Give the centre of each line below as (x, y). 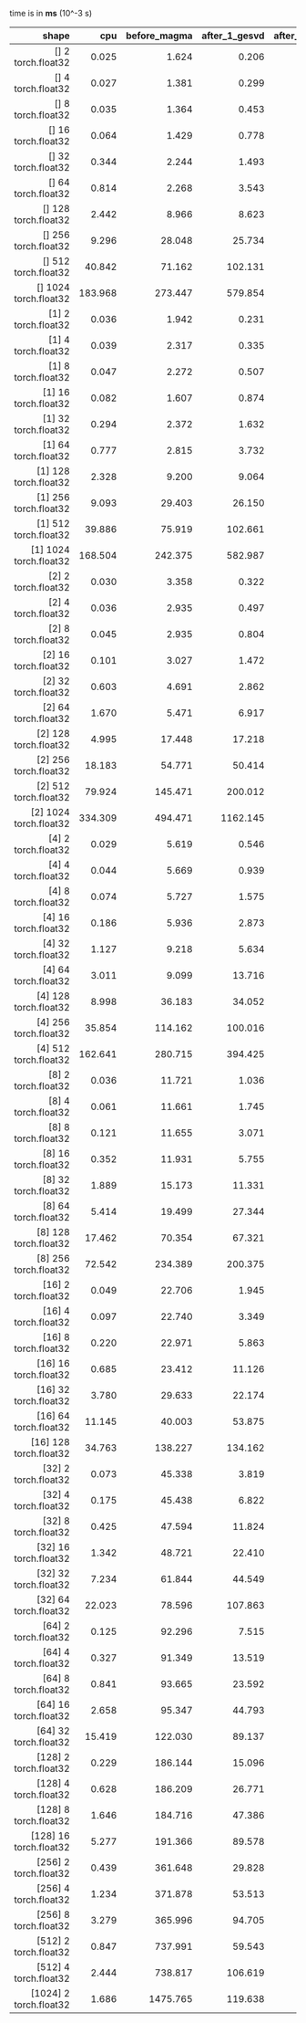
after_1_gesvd (233, 36)
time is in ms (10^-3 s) (51, 13)
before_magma (159, 36)
